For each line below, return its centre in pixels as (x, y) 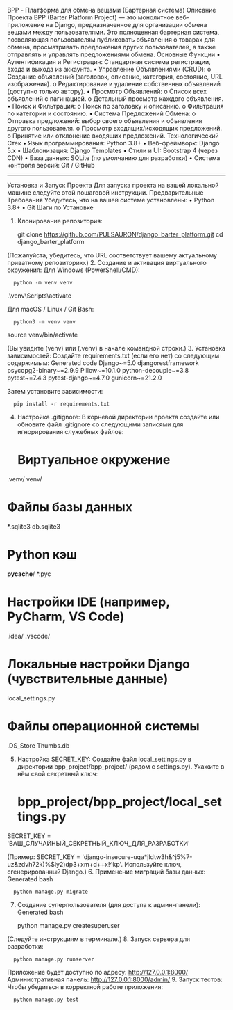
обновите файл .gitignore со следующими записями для (100, 424)
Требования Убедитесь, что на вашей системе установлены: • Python (111, 200)
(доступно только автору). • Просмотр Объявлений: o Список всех (107, 91)
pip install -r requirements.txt (62, 404)
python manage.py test (46, 1000)
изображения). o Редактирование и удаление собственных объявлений (114, 84)
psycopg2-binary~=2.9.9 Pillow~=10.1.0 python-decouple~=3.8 (98, 370)
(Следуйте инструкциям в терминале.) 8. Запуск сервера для (99, 939)
